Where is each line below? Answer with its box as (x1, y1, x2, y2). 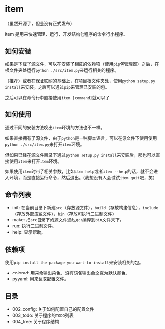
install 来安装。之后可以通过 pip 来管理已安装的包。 (5, 84, 110, 90)
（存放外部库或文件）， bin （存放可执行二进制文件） (12, 211, 117, 217)
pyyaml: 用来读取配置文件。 (12, 276, 69, 282)
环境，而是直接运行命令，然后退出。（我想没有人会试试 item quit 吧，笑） (9, 174, 157, 180)
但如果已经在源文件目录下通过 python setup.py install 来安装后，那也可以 (5, 152, 156, 158)
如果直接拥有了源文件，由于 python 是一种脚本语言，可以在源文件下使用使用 (5, 135, 157, 141)
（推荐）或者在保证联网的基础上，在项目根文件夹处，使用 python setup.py (5, 78, 156, 84)
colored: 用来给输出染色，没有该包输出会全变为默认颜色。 (12, 270, 130, 276)
